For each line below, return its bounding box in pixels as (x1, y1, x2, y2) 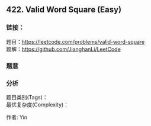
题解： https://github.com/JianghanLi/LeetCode (6, 46, 121, 53)
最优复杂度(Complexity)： (6, 101, 69, 108)
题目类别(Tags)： (6, 93, 49, 101)
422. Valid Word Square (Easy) (6, 5, 122, 15)
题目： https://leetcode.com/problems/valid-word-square (6, 38, 145, 45)
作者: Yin (6, 114, 28, 121)
